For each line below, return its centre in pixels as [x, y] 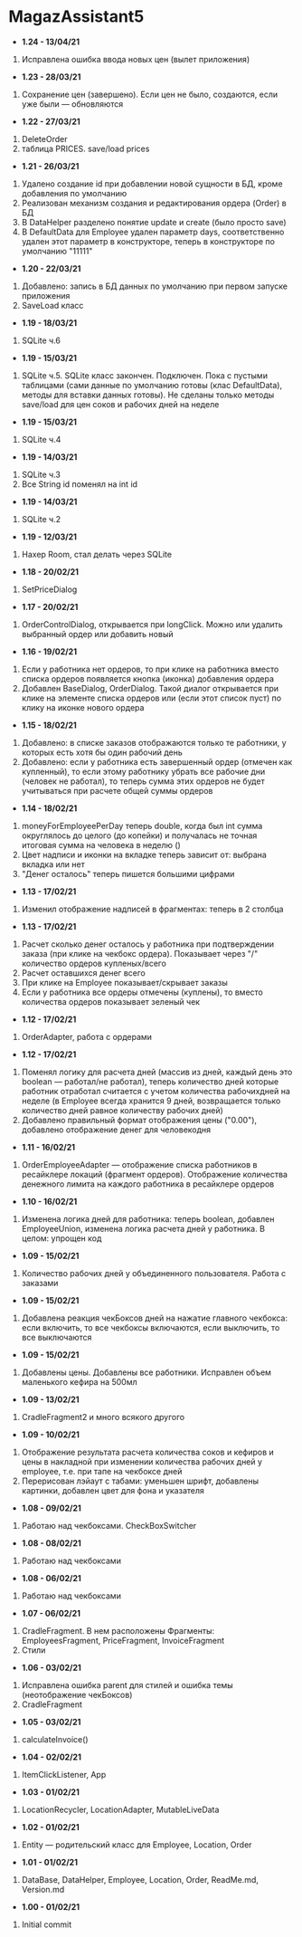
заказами [40, 1283]
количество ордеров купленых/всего [94, 963]
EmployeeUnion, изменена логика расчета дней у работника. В [143, 1228]
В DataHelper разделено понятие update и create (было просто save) [154, 222]
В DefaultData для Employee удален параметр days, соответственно [153, 232]
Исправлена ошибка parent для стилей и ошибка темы [127, 1684]
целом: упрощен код [61, 1238]
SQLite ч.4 [41, 439]
